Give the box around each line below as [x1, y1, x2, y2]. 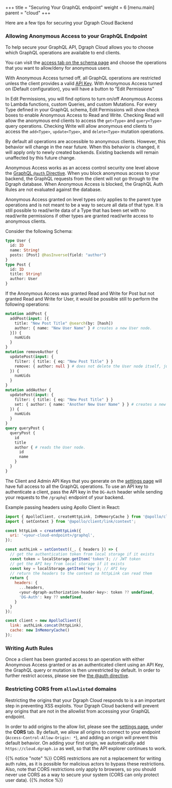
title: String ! [10, 271, 42, 277]
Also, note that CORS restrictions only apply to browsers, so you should [5, 766, 156, 772]
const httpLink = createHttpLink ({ [5, 528, 81, 533]
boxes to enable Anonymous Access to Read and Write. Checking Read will [5, 112, 164, 119]
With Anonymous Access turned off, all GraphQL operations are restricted [5, 75, 161, 81]
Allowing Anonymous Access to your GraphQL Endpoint [5, 32, 147, 40]
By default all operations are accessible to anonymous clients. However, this [5, 139, 166, 145]
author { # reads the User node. [14, 445, 86, 450]
